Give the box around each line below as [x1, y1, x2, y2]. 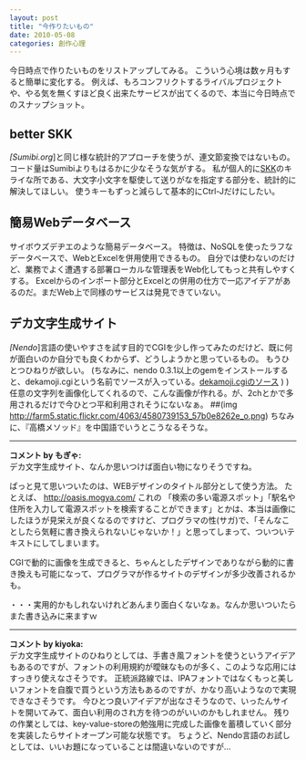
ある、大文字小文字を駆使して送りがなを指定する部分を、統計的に [48, 174, 297, 185]
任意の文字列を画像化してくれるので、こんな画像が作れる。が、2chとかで [9, 387, 287, 398]
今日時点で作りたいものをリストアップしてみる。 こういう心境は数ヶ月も [9, 65, 283, 76]
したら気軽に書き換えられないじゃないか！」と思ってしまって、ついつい [16, 526, 288, 536]
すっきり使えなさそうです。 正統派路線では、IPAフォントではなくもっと [9, 672, 279, 683]
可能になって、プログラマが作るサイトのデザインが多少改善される [40, 567, 289, 579]
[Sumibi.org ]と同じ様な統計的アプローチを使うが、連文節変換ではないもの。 [9, 151, 295, 162]
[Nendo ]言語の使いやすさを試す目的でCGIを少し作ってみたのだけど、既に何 [9, 341, 293, 352]
